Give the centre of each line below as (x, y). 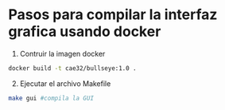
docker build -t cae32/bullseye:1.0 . (72, 68)
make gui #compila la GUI (51, 98)
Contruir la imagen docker (62, 53)
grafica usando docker (85, 31)
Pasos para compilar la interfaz (113, 15)
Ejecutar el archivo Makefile (65, 83)
